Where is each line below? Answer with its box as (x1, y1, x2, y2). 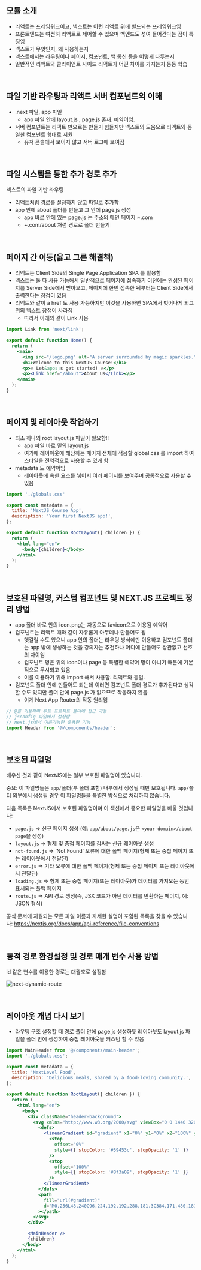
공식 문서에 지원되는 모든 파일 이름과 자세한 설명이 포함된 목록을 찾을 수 (6, 913, 172, 920)
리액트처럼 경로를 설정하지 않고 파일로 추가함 (14, 199, 120, 206)
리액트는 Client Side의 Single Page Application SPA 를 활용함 (14, 269, 162, 277)
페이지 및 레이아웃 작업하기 (6, 417, 99, 427)
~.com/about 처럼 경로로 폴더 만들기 (23, 221, 110, 229)
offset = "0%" (54, 1142, 84, 1148)
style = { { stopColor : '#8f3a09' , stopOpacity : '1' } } (54, 1169, 188, 1175)
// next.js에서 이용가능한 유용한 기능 (6, 719, 91, 725)
